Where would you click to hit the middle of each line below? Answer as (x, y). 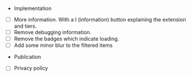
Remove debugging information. (53, 32)
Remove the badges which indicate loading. (67, 39)
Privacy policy (31, 68)
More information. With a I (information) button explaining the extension (100, 19)
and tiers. (25, 26)
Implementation (33, 8)
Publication (27, 57)
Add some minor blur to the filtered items (63, 45)
